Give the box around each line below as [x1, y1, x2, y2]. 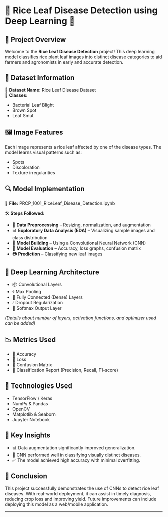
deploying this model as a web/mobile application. [5, 501, 108, 507]
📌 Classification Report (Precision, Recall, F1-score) [12, 367, 118, 373]
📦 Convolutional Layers [12, 281, 62, 288]
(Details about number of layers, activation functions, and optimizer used [5, 315, 156, 321]
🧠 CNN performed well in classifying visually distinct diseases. [12, 452, 141, 458]
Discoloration [12, 164, 40, 170]
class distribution [12, 235, 48, 241]
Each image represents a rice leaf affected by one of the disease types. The [5, 144, 161, 150]
